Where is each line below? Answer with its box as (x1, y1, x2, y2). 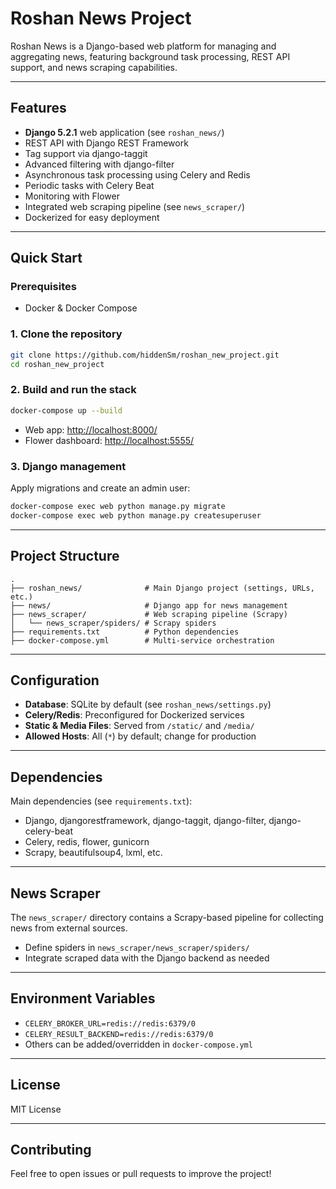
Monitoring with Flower (24, 190, 121, 202)
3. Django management (10, 459, 127, 473)
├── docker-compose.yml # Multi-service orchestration (10, 635, 275, 646)
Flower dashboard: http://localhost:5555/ (24, 434, 195, 446)
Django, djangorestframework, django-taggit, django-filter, (24, 815, 267, 827)
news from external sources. (10, 922, 128, 934)
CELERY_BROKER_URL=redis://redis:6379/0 (24, 1018, 196, 1029)
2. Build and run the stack (10, 383, 137, 397)
